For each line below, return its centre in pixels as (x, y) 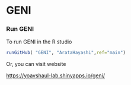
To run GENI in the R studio (39, 42)
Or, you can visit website (36, 64)
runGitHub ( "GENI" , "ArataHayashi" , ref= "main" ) (66, 53)
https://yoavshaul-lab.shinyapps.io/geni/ (56, 75)
